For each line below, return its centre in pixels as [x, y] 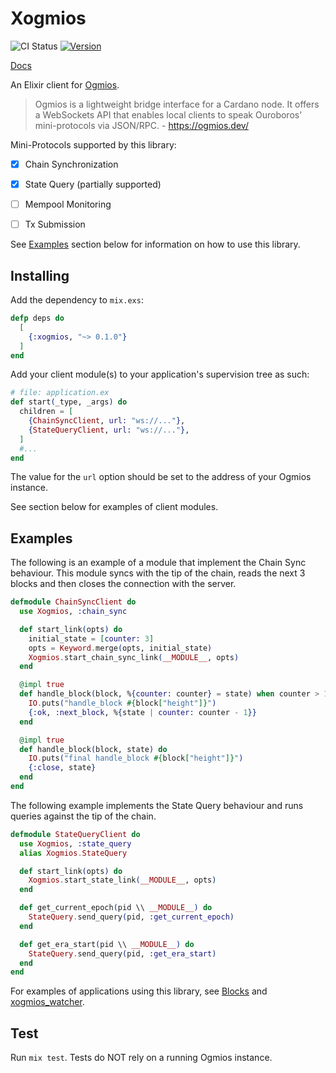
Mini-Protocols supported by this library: [93, 144]
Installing [40, 275]
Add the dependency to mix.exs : [77, 300]
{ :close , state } [62, 768]
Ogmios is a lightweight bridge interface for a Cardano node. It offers [177, 104]
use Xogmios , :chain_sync [73, 612]
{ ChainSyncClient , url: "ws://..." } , [107, 421]
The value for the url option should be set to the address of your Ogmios [161, 477]
